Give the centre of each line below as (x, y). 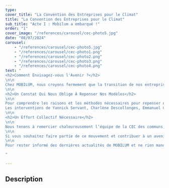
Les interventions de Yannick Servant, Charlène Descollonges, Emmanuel (83, 108)
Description (24, 179)
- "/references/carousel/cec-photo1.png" (58, 52)
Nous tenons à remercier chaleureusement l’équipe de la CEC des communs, (85, 127)
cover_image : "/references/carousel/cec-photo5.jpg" (62, 33)
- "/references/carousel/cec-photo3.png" (58, 61)
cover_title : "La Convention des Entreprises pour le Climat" (72, 15)
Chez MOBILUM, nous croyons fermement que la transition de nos (74, 84)
